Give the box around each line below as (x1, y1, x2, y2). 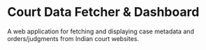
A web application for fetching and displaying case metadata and (7, 27, 194, 35)
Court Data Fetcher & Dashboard (7, 4, 200, 20)
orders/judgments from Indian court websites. (7, 34, 140, 42)
